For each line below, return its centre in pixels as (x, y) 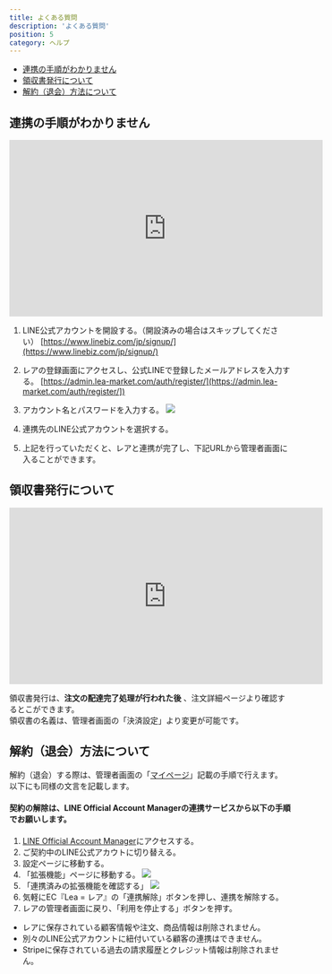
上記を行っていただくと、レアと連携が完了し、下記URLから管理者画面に (155, 448)
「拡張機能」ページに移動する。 (81, 874)
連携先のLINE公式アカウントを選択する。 (98, 429)
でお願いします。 (40, 819)
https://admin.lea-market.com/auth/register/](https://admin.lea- (161, 381)
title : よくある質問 (43, 17)
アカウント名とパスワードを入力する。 (93, 410)
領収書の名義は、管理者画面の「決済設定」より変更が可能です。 (127, 720)
